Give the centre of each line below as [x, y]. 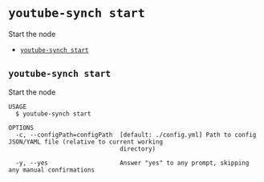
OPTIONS [21, 127]
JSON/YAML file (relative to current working [85, 142]
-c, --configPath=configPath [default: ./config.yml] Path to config [136, 135]
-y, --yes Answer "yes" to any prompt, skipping [132, 163]
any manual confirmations [51, 170]
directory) [138, 149]
